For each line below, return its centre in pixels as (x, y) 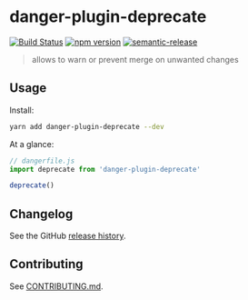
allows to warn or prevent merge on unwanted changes (135, 59)
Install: (22, 110)
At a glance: (32, 144)
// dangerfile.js (42, 161)
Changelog (41, 214)
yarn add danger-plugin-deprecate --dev (87, 126)
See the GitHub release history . (68, 236)
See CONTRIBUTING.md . (56, 286)
